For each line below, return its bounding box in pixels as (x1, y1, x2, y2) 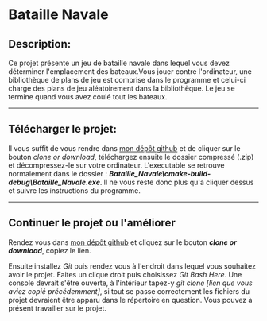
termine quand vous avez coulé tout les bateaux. (8, 92, 168, 101)
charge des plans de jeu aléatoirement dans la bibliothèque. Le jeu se (8, 83, 236, 93)
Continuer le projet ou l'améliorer (8, 216, 176, 230)
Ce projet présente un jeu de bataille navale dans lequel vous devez (8, 58, 230, 68)
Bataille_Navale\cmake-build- (109, 168, 211, 178)
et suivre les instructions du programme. (8, 185, 141, 195)
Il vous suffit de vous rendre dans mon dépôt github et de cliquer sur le (8, 143, 241, 153)
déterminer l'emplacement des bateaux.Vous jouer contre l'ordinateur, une (8, 67, 252, 76)
